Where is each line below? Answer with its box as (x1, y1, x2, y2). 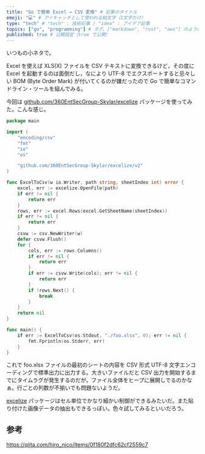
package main (6, 118, 40, 124)
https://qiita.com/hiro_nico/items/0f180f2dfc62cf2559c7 (6, 441, 148, 449)
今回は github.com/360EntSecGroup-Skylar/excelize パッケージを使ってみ (6, 98, 193, 106)
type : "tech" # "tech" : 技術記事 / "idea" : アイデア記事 (6, 20, 151, 26)
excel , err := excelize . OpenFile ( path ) (17, 185, 119, 191)
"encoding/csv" (17, 134, 56, 141)
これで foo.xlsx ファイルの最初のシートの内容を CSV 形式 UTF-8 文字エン (6, 361, 191, 368)
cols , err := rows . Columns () (28, 247, 103, 254)
